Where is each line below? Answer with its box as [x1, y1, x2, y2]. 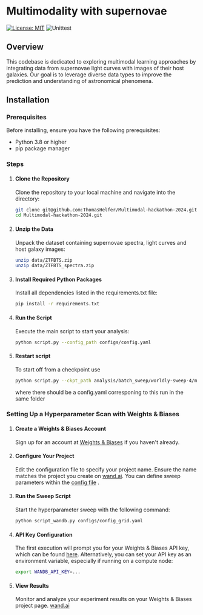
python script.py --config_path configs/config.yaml [15, 339, 151, 345]
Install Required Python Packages [15, 276, 102, 283]
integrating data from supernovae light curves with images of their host [6, 64, 184, 71]
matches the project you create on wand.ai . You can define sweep [15, 472, 181, 479]
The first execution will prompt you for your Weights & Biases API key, [15, 544, 190, 552]
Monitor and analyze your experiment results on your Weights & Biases [15, 596, 192, 603]
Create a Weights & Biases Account [15, 425, 106, 433]
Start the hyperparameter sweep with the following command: [15, 506, 170, 513]
